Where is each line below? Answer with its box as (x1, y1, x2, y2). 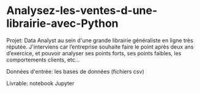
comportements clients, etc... (6, 56, 80, 63)
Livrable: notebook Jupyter (6, 80, 75, 87)
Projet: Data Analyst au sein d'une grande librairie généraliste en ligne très (6, 36, 194, 44)
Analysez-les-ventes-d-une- (6, 4, 158, 18)
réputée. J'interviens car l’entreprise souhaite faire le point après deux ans (6, 43, 194, 50)
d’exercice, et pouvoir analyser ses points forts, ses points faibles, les (6, 49, 182, 57)
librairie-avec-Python (6, 16, 119, 30)
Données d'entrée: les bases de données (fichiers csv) (6, 67, 145, 75)
